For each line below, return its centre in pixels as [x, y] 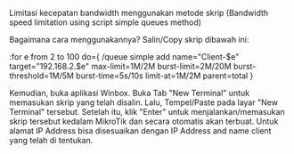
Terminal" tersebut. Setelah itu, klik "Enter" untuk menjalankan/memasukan [147, 112]
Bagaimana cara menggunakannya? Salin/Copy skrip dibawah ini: [129, 40]
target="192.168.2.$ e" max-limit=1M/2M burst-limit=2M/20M [120, 66]
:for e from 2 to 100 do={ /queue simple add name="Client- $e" [124, 57]
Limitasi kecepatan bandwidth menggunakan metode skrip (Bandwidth [139, 13]
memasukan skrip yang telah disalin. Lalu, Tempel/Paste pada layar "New [144, 102]
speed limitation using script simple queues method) [106, 22]
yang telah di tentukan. [51, 140]
